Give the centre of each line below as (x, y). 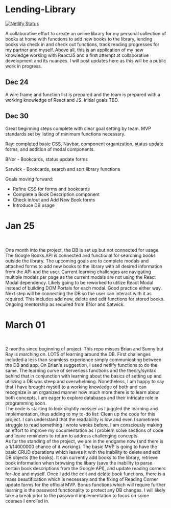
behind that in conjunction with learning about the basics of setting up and (83, 376)
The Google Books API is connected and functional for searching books (80, 255)
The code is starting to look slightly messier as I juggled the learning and (82, 409)
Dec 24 (17, 82)
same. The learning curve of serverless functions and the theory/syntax (81, 371)
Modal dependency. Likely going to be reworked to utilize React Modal (79, 282)
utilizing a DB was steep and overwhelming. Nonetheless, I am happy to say (85, 382)
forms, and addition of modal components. (50, 149)
